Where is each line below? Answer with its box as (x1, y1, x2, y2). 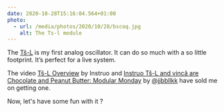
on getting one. (7, 84, 51, 92)
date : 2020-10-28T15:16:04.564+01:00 (7, 10, 117, 17)
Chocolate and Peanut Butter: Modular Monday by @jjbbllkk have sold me (7, 77, 218, 85)
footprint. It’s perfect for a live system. (7, 56, 117, 64)
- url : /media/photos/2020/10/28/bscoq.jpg (13, 23, 141, 30)
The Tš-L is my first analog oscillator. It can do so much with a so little (7, 48, 207, 57)
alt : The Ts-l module (19, 29, 82, 37)
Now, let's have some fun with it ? (7, 97, 103, 106)
